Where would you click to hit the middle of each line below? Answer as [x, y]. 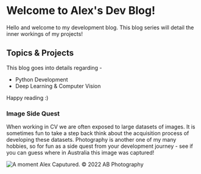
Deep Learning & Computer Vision [58, 86]
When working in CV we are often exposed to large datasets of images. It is [101, 127]
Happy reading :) [27, 97]
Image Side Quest [33, 113]
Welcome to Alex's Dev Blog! [81, 11]
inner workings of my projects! [45, 33]
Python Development [41, 79]
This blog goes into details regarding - [54, 68]
